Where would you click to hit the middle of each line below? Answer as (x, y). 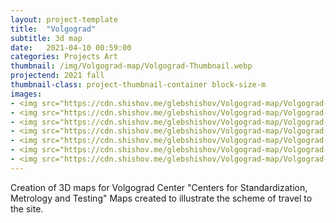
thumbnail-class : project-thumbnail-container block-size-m (138, 85)
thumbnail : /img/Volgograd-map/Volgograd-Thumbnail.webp (131, 66)
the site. (27, 208)
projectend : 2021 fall (57, 76)
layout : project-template (64, 19)
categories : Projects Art (64, 57)
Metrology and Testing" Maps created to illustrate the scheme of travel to (161, 198)
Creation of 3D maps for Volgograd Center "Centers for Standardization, (159, 187)
